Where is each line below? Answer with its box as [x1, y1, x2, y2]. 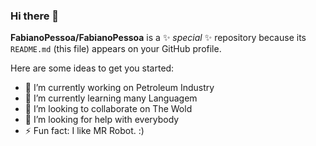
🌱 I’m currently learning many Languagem [24, 92, 198, 104]
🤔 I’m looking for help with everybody [24, 114, 180, 126]
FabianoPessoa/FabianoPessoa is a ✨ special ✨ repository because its [10, 32, 307, 44]
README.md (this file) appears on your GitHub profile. [10, 43, 222, 55]
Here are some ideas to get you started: [10, 62, 175, 74]
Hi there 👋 [10, 9, 60, 23]
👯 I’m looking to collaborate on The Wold [24, 103, 193, 115]
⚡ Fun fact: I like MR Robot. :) [24, 125, 145, 137]
